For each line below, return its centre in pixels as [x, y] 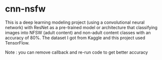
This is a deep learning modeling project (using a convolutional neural [75, 22]
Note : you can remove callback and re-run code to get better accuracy [77, 52]
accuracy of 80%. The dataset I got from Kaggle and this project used [75, 38]
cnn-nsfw [26, 9]
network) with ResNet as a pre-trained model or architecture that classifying [81, 27]
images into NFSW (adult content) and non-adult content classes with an [78, 32]
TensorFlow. [17, 43]
